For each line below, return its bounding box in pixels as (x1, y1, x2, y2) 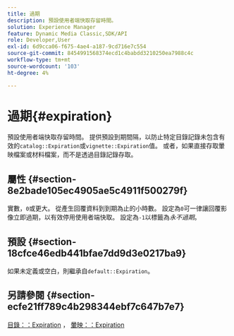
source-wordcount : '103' (7, 63, 80, 70)
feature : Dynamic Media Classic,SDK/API (7, 30, 128, 37)
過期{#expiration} (7, 108, 113, 124)
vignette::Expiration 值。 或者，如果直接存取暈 (85, 142, 226, 150)
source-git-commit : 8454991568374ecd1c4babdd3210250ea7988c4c (7, 50, 194, 57)
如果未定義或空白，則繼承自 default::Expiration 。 (7, 267, 154, 275)
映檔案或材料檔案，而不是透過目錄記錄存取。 (7, 150, 137, 159)
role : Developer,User (7, 37, 71, 44)
